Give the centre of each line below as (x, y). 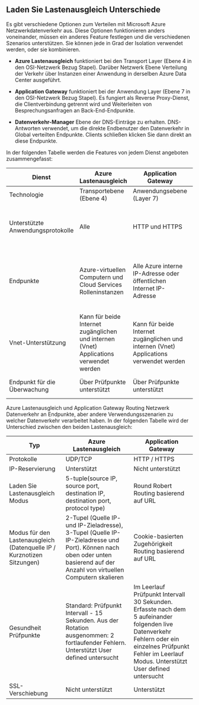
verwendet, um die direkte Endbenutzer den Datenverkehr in (115, 128)
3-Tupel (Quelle (88, 532)
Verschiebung (29, 693)
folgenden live (153, 624)
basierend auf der (90, 562)
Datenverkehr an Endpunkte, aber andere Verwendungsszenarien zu (90, 414)
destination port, (88, 500)
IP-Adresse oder (156, 273)
